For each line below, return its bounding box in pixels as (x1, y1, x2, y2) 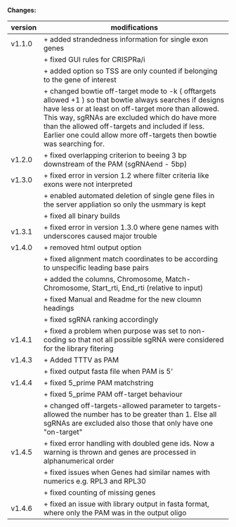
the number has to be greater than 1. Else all (70, 410, 217, 419)
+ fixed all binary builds (43, 211, 121, 221)
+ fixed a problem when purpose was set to (43, 326, 187, 336)
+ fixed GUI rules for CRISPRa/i (43, 55, 145, 64)
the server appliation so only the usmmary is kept (43, 200, 206, 209)
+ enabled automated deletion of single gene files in (43, 191, 215, 200)
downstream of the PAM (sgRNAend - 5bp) (43, 160, 188, 169)
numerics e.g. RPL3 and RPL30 (43, 476, 146, 486)
